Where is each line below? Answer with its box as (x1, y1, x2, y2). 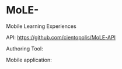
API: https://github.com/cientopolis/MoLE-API (6, 34, 116, 41)
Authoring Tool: (6, 45, 43, 52)
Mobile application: (6, 56, 52, 63)
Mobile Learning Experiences (6, 23, 77, 30)
